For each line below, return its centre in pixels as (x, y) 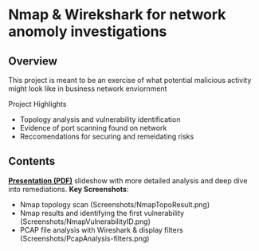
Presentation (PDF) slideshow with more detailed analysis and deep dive (128, 180)
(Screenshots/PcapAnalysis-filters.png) (84, 238)
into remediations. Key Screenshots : (69, 189)
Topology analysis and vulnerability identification (100, 120)
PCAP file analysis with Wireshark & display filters (101, 229)
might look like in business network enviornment (88, 88)
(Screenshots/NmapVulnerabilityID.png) (85, 222)
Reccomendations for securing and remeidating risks (107, 136)
